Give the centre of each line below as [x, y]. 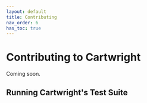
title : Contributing [32, 17]
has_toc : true [24, 28]
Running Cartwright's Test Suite [67, 92]
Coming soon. [23, 74]
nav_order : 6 [22, 22]
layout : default [26, 12]
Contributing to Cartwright [73, 57]
